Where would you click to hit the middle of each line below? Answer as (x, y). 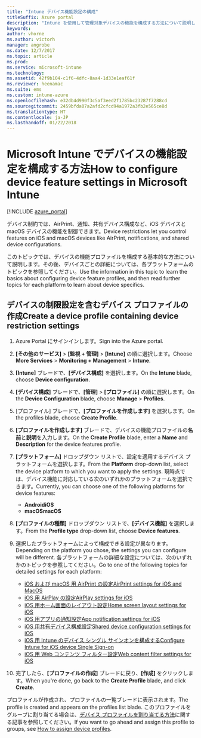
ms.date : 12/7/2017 (31, 51)
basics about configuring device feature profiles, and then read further (94, 278)
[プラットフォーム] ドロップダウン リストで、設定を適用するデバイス (100, 456)
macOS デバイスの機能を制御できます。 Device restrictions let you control (97, 231)
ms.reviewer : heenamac (35, 84)
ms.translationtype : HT (36, 112)
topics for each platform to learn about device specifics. (76, 285)
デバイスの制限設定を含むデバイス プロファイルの (98, 305)
